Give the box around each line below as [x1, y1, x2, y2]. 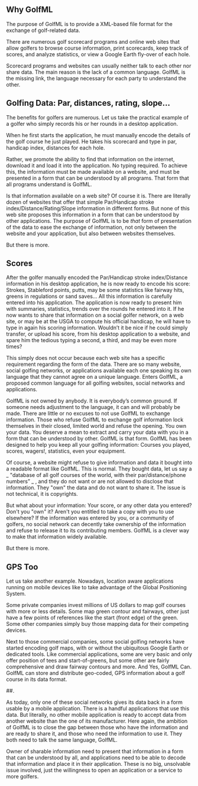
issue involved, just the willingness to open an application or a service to [6, 766, 183, 774]
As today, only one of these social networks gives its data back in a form [6, 699, 183, 706]
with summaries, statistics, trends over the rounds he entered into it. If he [6, 306, 184, 313]
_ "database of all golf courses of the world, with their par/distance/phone [6, 472, 186, 479]
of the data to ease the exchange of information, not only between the [6, 223, 177, 230]
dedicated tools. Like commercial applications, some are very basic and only [6, 651, 193, 658]
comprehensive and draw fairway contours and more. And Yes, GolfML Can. [6, 663, 192, 670]
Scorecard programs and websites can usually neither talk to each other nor [6, 62, 191, 69]
